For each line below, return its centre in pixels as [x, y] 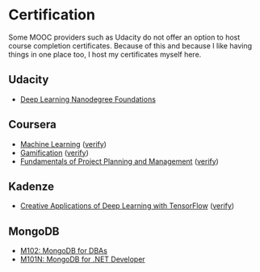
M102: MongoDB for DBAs [63, 251]
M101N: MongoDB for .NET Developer [82, 259]
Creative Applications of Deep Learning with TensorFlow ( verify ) [127, 206]
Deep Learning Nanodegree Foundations [88, 99]
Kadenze [31, 186]
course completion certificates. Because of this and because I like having [130, 45]
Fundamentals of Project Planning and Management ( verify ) [120, 161]
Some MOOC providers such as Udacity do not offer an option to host [124, 37]
